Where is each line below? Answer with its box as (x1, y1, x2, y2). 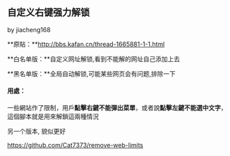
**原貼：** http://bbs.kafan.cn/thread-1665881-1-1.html (7, 40, 165, 48)
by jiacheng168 (7, 25, 51, 33)
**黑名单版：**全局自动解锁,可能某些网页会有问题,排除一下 (7, 69, 176, 78)
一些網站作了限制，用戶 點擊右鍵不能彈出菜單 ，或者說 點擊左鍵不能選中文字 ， (7, 104, 227, 112)
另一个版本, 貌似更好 (7, 127, 66, 136)
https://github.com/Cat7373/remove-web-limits (7, 141, 144, 150)
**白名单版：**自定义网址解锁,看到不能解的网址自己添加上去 (7, 54, 181, 63)
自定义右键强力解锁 (7, 6, 90, 19)
